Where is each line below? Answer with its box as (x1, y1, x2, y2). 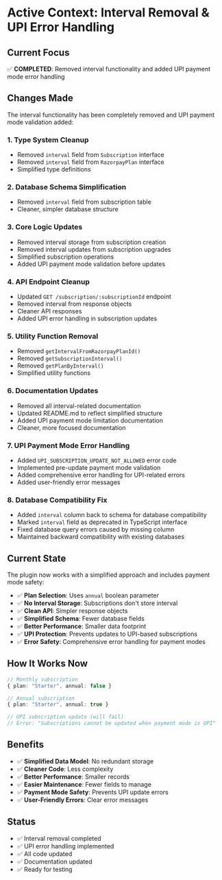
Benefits (7, 739, 45, 750)
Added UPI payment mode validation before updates (16, 259, 166, 268)
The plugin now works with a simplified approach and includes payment (7, 571, 210, 579)
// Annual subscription (7, 695, 75, 702)
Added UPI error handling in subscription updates (16, 314, 158, 322)
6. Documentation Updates (7, 386, 99, 396)
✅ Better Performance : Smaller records (16, 772, 130, 781)
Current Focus (7, 47, 70, 58)
